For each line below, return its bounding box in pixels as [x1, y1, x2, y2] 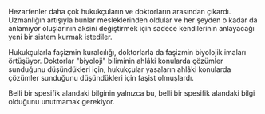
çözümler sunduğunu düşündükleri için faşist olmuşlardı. [8, 73, 194, 82]
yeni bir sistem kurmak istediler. [8, 32, 113, 41]
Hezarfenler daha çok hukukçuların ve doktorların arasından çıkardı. [8, 7, 231, 16]
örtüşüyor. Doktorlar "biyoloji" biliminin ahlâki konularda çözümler [8, 56, 223, 65]
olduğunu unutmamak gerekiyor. [8, 97, 115, 106]
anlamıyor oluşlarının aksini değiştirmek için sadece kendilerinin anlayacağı [8, 24, 255, 33]
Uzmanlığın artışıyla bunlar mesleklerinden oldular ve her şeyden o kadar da [8, 15, 258, 25]
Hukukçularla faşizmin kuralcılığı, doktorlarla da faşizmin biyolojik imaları [8, 48, 247, 57]
